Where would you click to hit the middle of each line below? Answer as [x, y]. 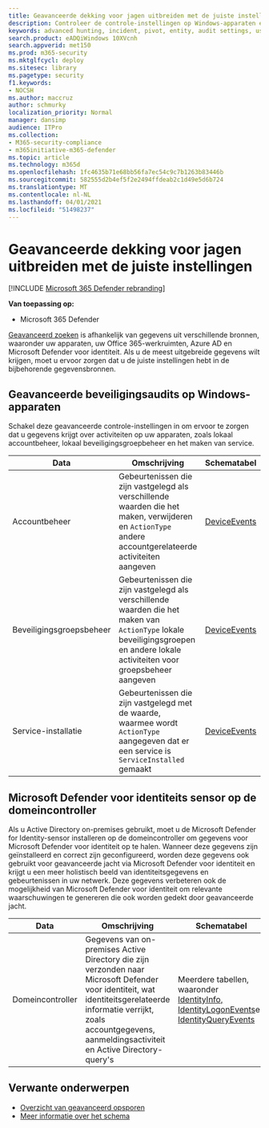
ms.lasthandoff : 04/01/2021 [55, 202]
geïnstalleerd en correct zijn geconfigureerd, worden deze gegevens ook [129, 855]
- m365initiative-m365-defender [62, 150]
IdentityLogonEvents [217, 1009]
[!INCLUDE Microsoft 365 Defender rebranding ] [87, 289]
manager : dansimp [37, 120]
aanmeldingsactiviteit [125, 1039]
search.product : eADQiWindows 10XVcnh [73, 38]
